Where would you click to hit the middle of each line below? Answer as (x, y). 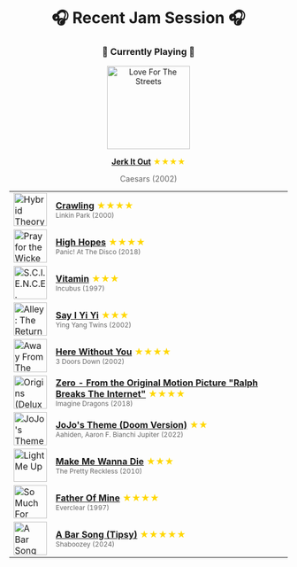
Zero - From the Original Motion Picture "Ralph (157, 383)
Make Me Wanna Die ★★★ (115, 461)
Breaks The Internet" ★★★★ (121, 393)
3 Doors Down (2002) (91, 361)
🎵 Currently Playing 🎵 (148, 52)
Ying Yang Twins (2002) (94, 325)
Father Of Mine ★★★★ (108, 498)
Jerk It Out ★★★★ (148, 162)
